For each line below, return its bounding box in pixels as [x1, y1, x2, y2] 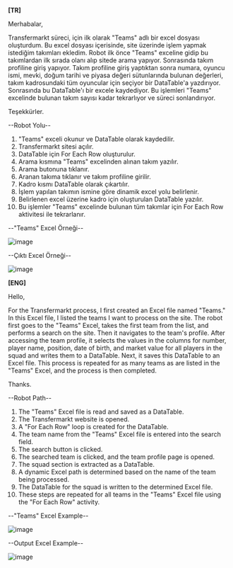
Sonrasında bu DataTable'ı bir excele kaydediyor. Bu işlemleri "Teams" [8, 86, 212, 94]
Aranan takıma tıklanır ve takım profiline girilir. [18, 173, 151, 181]
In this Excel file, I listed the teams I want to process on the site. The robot [8, 314, 223, 322]
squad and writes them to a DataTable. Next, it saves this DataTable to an [8, 351, 220, 360]
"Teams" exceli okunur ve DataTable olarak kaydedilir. [18, 135, 175, 143]
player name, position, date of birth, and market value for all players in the [8, 343, 223, 352]
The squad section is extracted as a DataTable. [18, 460, 155, 468]
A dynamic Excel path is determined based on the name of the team [18, 467, 216, 476]
